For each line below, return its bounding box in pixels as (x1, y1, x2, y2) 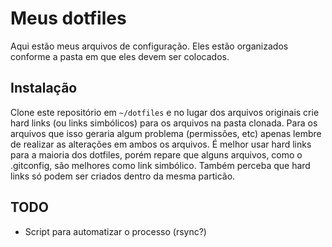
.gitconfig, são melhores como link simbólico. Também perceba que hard (10, 159, 311, 171)
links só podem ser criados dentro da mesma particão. (10, 170, 236, 182)
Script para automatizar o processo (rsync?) (24, 225, 207, 237)
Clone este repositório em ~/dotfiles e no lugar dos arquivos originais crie (10, 106, 320, 118)
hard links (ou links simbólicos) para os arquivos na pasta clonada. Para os (10, 117, 318, 129)
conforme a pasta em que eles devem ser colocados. (10, 50, 230, 62)
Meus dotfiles (10, 7, 127, 30)
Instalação (10, 80, 78, 97)
